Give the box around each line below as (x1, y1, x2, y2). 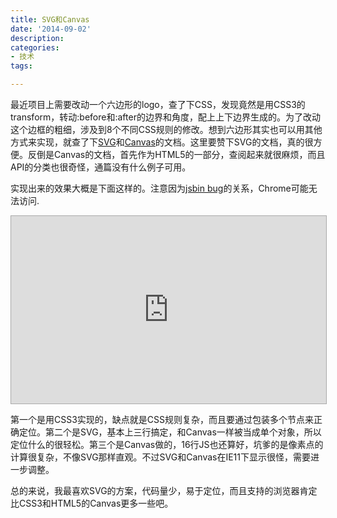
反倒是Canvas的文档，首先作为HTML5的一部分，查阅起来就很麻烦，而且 (27, 149, 326, 160)
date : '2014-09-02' (10, 24, 92, 34)
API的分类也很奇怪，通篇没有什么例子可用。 (10, 161, 192, 173)
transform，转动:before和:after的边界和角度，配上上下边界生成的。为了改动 (10, 111, 321, 123)
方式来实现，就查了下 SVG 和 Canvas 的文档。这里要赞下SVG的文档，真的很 (10, 136, 314, 148)
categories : (10, 42, 60, 53)
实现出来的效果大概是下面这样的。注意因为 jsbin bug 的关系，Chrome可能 (10, 182, 309, 194)
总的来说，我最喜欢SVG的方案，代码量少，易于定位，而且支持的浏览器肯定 (10, 485, 318, 496)
